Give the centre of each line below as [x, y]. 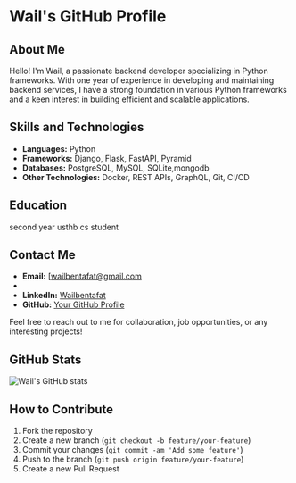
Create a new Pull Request [71, 469]
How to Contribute [62, 409]
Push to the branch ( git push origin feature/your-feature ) [133, 459]
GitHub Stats [45, 359]
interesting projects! [46, 331]
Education [38, 206]
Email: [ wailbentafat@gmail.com [82, 276]
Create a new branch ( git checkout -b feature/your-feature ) [136, 440]
